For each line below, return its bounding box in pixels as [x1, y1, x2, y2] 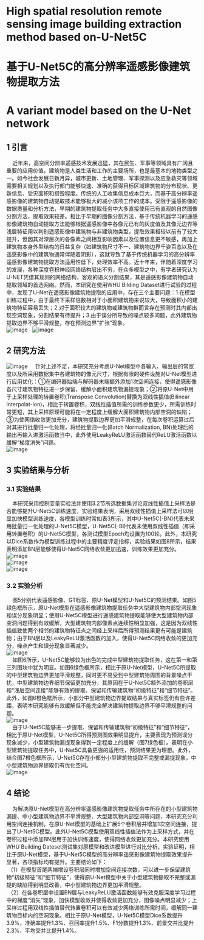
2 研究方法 [6, 345, 46, 356]
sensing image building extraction [6, 17, 182, 31]
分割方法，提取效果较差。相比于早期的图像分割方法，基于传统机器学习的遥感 [6, 213, 198, 220]
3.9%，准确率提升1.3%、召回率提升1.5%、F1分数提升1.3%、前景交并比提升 [6, 919, 194, 927]
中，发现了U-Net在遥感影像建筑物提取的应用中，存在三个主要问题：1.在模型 [6, 289, 195, 296]
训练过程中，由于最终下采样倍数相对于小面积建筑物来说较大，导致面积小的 [6, 297, 192, 304]
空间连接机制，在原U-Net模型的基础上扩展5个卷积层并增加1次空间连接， [11, 820, 192, 827]
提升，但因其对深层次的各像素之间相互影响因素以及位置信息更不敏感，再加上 [6, 236, 198, 243]
